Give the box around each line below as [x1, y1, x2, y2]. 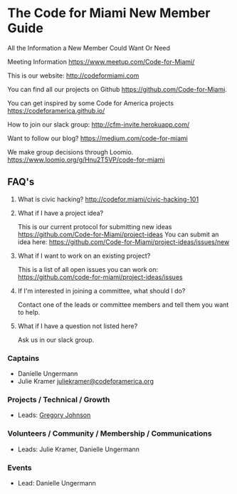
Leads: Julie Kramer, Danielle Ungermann [17, 445, 140, 453]
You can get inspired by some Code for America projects [7, 98, 174, 107]
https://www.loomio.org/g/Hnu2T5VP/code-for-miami [7, 155, 165, 164]
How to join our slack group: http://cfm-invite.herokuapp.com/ [7, 120, 190, 129]
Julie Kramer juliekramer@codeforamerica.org [17, 377, 154, 386]
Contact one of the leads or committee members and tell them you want [17, 300, 229, 309]
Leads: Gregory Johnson [17, 411, 91, 419]
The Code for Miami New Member [7, 5, 211, 21]
